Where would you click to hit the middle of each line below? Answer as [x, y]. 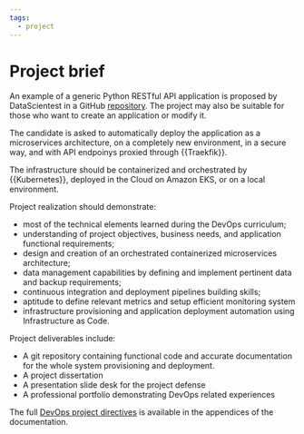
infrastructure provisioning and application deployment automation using [158, 311]
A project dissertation [63, 375]
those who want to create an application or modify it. [108, 115]
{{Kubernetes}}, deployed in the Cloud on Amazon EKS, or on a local [137, 180]
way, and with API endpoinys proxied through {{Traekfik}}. [118, 153]
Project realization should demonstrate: [83, 207]
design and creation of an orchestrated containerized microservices [150, 253]
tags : [20, 18]
